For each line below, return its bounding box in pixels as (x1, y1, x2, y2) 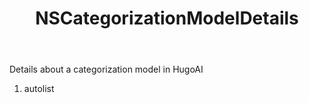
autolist (23, 83, 55, 95)
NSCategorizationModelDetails (35, 7, 299, 30)
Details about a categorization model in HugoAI (9, 63, 204, 76)
